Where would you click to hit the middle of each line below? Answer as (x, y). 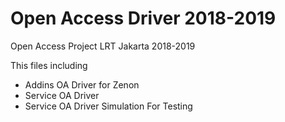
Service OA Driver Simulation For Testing (108, 106)
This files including (49, 65)
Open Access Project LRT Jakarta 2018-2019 (103, 46)
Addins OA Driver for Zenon (82, 84)
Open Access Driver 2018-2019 (143, 18)
